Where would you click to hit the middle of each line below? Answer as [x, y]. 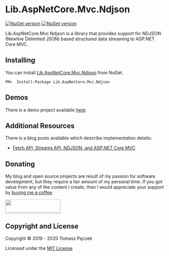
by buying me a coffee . [29, 193]
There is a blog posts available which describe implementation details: [79, 138]
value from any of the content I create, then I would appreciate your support [84, 187]
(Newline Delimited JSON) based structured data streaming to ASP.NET [80, 39]
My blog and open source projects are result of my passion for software [80, 176]
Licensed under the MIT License [39, 248]
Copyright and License [42, 226]
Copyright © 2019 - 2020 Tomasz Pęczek [49, 238]
